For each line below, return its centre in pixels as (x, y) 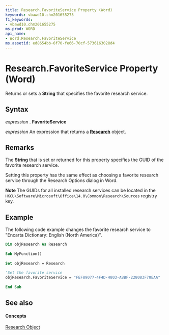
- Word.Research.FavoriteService (41, 39)
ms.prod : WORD (20, 29)
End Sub (13, 287)
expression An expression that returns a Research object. (66, 132)
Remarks (20, 148)
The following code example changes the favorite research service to (78, 229)
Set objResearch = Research (35, 263)
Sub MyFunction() (24, 254)
